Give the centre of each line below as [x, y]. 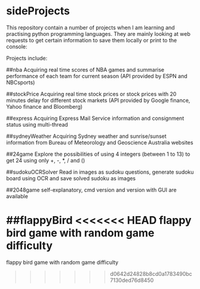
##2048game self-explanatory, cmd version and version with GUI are [92, 190]
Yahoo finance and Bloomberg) [44, 106]
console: [17, 47]
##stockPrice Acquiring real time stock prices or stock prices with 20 [91, 94]
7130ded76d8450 [132, 280]
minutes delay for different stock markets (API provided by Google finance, [98, 100]
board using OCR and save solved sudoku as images [71, 178]
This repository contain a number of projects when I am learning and [90, 27]
